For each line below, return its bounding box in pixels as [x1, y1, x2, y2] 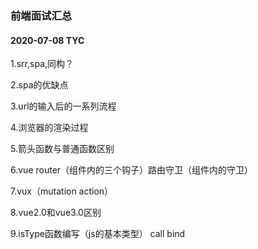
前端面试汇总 [10, 8, 73, 22]
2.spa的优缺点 [10, 79, 69, 91]
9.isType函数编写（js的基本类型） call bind [10, 228, 186, 240]
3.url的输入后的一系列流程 [10, 100, 117, 112]
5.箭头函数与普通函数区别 [10, 143, 115, 155]
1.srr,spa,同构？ [10, 58, 75, 70]
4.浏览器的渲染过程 [10, 122, 89, 134]
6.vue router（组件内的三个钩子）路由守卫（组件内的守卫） [10, 164, 254, 176]
